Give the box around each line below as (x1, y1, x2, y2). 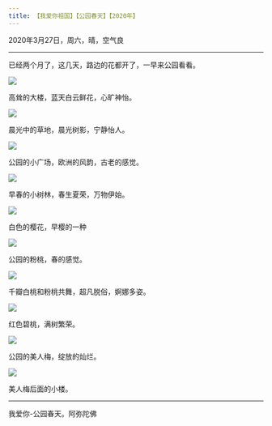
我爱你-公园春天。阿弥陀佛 (8, 408, 97, 418)
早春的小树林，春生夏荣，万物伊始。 (8, 190, 130, 199)
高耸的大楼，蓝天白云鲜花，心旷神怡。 (8, 92, 136, 102)
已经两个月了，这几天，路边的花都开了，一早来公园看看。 (8, 60, 200, 70)
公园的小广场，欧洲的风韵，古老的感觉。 (8, 157, 143, 167)
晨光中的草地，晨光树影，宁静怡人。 (8, 125, 130, 134)
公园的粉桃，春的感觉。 (8, 254, 87, 264)
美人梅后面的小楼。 (8, 384, 73, 394)
